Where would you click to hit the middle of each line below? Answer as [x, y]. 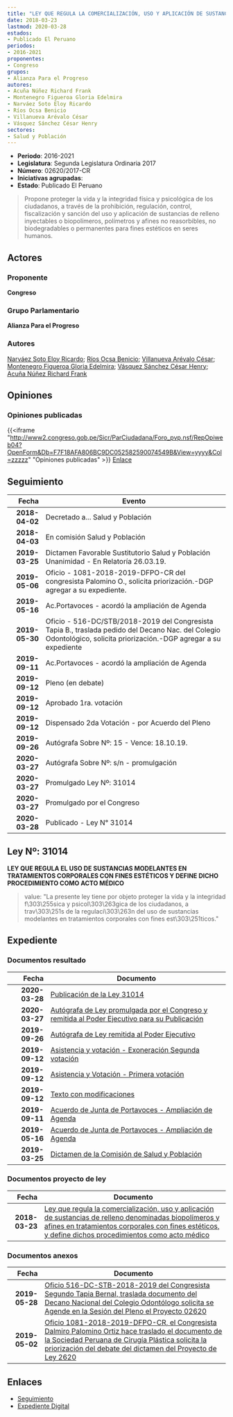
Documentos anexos [43, 1255]
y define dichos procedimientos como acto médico [127, 1234]
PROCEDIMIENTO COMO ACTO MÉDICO [66, 883]
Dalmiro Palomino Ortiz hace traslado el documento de [133, 1332]
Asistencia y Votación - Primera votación [117, 1074]
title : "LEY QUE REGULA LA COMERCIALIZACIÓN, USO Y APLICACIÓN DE [105, 14]
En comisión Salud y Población [95, 537]
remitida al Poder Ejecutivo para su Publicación [127, 1018]
